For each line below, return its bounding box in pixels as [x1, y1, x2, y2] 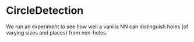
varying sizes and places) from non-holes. [6, 29, 108, 36]
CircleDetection [6, 4, 84, 17]
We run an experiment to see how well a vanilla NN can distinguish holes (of [6, 23, 189, 30]
